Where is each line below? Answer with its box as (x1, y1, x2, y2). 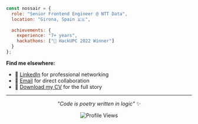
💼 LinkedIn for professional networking (14, 71, 109, 78)
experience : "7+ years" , (16, 33, 78, 39)
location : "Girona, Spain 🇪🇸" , (11, 16, 91, 22)
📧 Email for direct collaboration (14, 77, 90, 84)
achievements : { (11, 27, 51, 33)
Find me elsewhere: (6, 59, 55, 67)
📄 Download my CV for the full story (14, 83, 102, 90)
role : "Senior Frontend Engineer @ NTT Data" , (11, 11, 128, 17)
